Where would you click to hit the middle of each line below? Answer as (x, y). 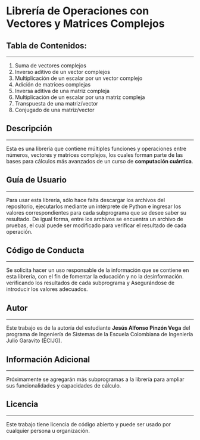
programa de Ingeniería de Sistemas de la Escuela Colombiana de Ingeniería (100, 334)
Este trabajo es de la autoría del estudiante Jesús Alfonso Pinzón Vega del (98, 328)
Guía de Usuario (37, 180)
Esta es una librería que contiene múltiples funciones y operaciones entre (96, 148)
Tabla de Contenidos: (47, 46)
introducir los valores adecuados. (47, 289)
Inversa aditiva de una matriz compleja (62, 91)
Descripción (29, 128)
